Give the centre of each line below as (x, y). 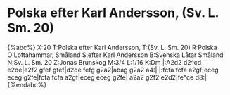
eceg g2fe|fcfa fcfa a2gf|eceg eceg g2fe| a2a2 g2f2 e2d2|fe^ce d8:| (107, 77)
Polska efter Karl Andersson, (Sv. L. (113, 13)
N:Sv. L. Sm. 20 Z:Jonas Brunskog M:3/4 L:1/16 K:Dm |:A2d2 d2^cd (104, 62)
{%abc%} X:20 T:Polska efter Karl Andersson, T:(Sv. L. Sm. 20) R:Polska (112, 47)
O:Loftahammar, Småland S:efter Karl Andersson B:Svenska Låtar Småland (115, 55)
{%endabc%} (27, 84)
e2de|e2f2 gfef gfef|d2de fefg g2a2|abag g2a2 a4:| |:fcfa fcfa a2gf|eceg (113, 70)
